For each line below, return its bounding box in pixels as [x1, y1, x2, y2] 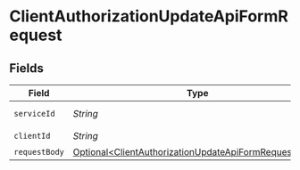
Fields [9, 61, 45, 76]
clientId [13, 131, 51, 141]
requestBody [13, 147, 65, 157]
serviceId [13, 109, 55, 118]
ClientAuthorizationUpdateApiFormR [9, 6, 288, 27]
